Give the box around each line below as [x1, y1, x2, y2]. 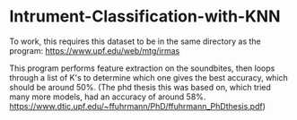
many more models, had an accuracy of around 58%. [9, 91, 206, 102]
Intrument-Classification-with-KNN [9, 6, 281, 27]
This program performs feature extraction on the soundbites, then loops [9, 63, 275, 73]
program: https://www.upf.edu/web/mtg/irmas [9, 45, 180, 56]
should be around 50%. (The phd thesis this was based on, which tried [9, 81, 272, 92]
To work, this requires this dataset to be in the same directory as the [9, 36, 262, 47]
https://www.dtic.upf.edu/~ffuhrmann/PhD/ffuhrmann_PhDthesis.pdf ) [9, 100, 266, 111]
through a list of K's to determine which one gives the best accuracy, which [9, 72, 289, 82]
